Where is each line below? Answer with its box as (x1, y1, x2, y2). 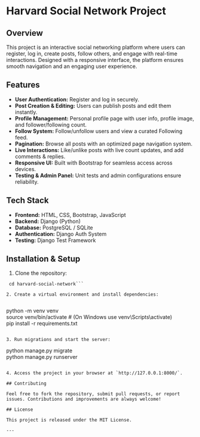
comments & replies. (14, 153, 66, 160)
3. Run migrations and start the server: (6, 337, 111, 343)
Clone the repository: (14, 269, 67, 277)
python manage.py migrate (6, 347, 73, 354)
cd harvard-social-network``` (8, 281, 84, 287)
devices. (14, 165, 36, 172)
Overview (6, 28, 44, 38)
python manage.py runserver (6, 354, 78, 361)
